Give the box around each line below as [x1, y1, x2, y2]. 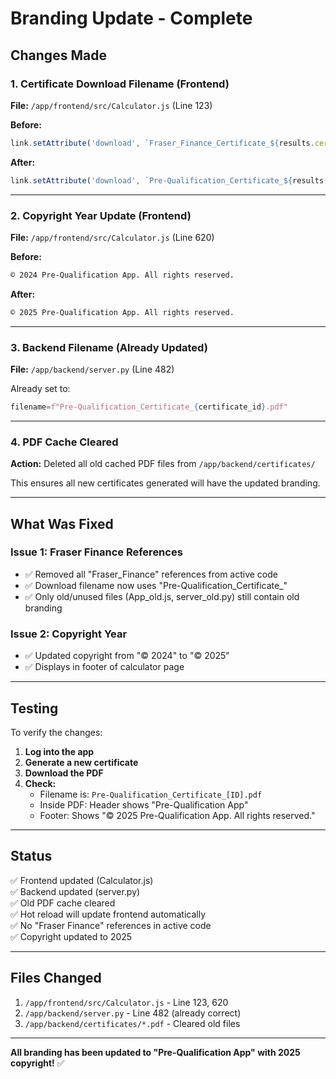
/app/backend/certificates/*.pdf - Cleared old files [24, 1017, 241, 1029]
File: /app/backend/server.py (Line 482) [10, 363, 175, 375]
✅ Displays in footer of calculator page [24, 661, 185, 673]
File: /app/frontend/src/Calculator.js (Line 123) [10, 99, 213, 111]
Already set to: [10, 382, 71, 394]
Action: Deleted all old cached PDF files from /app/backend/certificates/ [10, 458, 316, 470]
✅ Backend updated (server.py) [10, 885, 141, 897]
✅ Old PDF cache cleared [10, 897, 116, 909]
